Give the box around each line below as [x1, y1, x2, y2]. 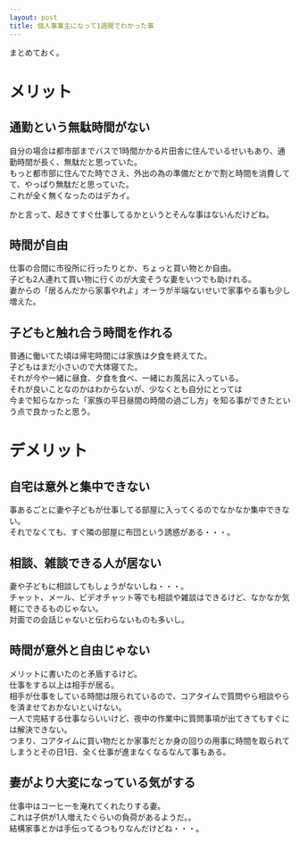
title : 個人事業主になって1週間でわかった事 [9, 21, 154, 30]
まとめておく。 [9, 46, 64, 58]
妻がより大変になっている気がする [9, 775, 196, 790]
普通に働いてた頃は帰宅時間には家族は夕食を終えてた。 [9, 350, 212, 362]
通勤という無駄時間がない [9, 120, 150, 135]
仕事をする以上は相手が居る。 [9, 679, 119, 690]
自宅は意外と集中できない [9, 479, 150, 494]
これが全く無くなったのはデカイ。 [9, 189, 135, 201]
